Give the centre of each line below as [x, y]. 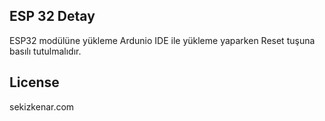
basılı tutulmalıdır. [45, 51]
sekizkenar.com [42, 106]
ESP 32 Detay [52, 16]
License [34, 82]
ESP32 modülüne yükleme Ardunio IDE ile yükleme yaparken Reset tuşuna [162, 40]
